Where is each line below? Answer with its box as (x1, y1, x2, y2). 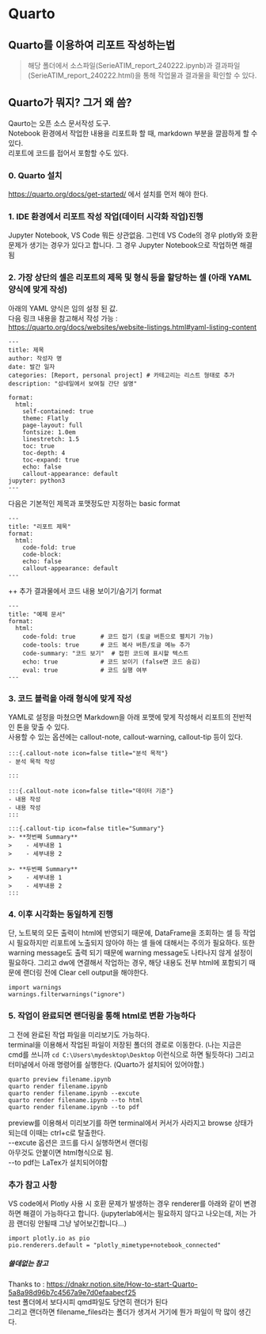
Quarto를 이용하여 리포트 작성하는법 (8, 38, 176, 51)
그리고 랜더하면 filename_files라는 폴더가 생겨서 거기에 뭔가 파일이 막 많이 (8, 1307, 237, 1317)
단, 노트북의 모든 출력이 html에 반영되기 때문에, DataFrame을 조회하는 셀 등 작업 (8, 928, 256, 938)
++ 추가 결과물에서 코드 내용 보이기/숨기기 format (8, 586, 162, 595)
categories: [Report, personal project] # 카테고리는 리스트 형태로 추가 (8, 371, 235, 379)
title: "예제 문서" (8, 610, 66, 618)
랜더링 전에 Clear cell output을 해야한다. (22, 967, 149, 978)
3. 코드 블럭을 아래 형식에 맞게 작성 (8, 693, 132, 704)
